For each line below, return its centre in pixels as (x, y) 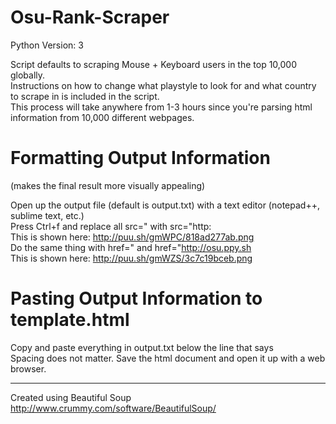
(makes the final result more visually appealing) (108, 185)
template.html (70, 320)
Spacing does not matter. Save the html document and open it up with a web (168, 358)
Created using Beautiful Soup (71, 397)
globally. (28, 75)
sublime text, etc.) (47, 215)
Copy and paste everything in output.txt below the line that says (142, 347)
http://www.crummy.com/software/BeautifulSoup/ (113, 408)
